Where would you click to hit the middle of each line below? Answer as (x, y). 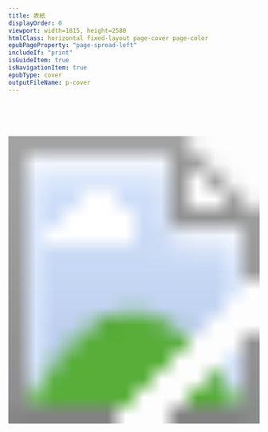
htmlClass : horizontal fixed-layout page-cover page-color (108, 38)
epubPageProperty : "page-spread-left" (73, 46)
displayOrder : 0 (35, 23)
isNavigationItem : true (48, 68)
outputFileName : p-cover (49, 82)
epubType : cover (35, 75)
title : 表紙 (27, 16)
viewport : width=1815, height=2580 (67, 30)
